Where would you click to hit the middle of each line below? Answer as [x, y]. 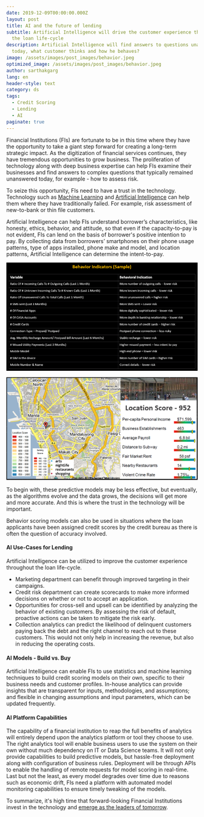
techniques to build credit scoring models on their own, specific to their [96, 678]
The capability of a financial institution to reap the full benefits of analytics [99, 731]
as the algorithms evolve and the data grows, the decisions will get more [97, 496]
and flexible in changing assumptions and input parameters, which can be [99, 697]
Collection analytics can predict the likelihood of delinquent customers [103, 624]
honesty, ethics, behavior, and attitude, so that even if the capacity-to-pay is [102, 228]
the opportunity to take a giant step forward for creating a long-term [92, 147]
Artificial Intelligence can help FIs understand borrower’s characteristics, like [102, 221]
